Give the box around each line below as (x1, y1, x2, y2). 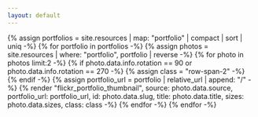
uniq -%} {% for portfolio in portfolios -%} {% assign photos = (7, 41, 209, 51)
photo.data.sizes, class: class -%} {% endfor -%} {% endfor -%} (7, 100, 217, 109)
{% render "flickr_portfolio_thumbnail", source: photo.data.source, (18, 83, 234, 93)
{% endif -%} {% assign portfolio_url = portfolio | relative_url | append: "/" (7, 75, 247, 84)
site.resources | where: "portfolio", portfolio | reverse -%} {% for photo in (7, 49, 245, 59)
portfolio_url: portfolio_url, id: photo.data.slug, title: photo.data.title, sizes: (7, 91, 245, 101)
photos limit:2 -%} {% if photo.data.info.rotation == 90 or (7, 58, 193, 68)
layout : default (7, 11, 61, 20)
